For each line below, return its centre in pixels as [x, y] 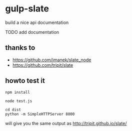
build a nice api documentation [37, 22]
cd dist [13, 110]
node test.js [19, 101]
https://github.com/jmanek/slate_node [52, 60]
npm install [17, 92]
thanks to [20, 48]
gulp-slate [27, 9]
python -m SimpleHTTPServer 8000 [40, 114]
